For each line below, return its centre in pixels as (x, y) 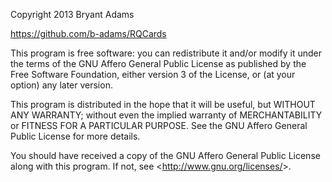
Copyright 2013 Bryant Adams (72, 14)
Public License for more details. (75, 136)
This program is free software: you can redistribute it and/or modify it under (166, 53)
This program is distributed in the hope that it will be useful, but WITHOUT (163, 104)
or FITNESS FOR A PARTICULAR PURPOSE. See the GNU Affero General (159, 125)
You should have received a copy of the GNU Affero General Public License (165, 155)
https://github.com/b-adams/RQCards (88, 33)
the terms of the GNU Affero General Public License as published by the (158, 63)
